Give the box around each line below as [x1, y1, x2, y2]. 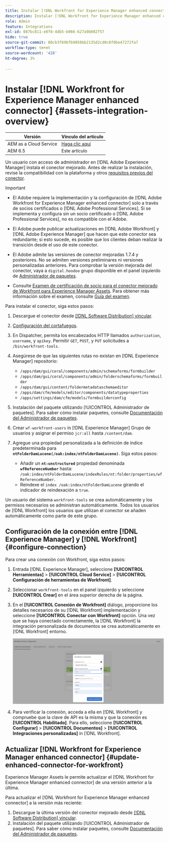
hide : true [5, 35, 28, 40]
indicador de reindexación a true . [20, 487, 90, 493]
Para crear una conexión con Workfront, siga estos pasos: [5, 556, 126, 562]
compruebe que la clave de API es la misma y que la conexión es [12, 714, 147, 720]
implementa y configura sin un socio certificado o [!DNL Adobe [12, 210, 144, 216]
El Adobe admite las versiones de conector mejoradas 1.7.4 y [12, 251, 139, 258]
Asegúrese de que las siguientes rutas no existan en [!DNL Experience [12, 353, 159, 359]
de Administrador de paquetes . [12, 273, 77, 279]
